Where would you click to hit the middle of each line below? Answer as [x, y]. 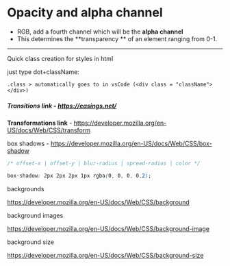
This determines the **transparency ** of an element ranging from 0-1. [117, 38]
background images [35, 215]
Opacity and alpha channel [85, 13]
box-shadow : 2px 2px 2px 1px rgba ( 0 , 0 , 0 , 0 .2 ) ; [79, 176]
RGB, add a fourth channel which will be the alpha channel [100, 32]
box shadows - [28, 143]
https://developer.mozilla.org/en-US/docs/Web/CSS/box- [131, 143]
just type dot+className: [43, 72]
